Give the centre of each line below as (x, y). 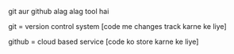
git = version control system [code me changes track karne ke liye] (118, 26)
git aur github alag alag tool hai (59, 11)
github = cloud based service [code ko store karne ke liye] (104, 41)
